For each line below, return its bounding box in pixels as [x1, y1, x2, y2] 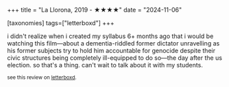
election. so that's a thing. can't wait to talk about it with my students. [7, 61, 204, 69]
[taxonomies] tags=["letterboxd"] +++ [7, 19, 114, 27]
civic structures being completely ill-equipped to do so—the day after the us [7, 54, 223, 62]
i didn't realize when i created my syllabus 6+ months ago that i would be [7, 32, 214, 40]
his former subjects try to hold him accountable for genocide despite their [7, 47, 216, 54]
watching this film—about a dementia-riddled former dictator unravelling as [7, 39, 220, 47]
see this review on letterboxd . [7, 74, 77, 81]
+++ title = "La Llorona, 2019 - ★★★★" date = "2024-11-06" [7, 6, 182, 14]
